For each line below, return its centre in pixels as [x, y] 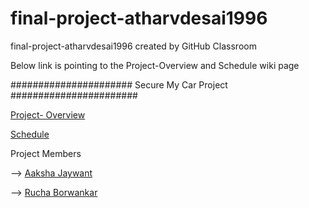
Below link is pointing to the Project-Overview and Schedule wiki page [155, 65]
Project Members [46, 153]
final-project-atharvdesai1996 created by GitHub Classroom [133, 46]
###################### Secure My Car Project [119, 84]
